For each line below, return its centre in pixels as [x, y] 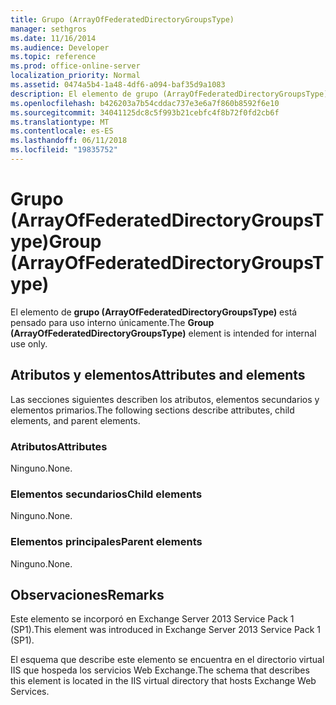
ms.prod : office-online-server [75, 66]
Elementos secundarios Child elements [106, 494]
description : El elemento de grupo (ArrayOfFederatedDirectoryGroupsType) [169, 94]
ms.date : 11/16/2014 [53, 38]
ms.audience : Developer [60, 47]
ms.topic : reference [53, 57]
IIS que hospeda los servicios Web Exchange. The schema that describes [160, 670]
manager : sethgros [48, 29]
